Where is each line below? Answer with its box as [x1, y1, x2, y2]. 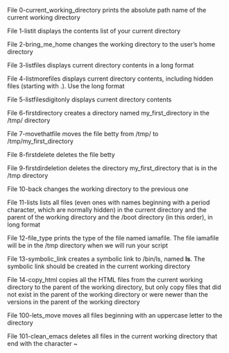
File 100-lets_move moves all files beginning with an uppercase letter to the [7, 311, 223, 319]
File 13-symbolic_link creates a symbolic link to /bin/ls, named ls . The [7, 255, 205, 263]
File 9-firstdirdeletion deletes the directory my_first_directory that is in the [7, 164, 217, 172]
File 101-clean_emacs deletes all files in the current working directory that [7, 332, 217, 340]
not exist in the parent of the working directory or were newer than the [7, 290, 208, 298]
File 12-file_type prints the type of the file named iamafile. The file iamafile [7, 234, 219, 242]
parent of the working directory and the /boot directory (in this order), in [7, 213, 213, 221]
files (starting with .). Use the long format [7, 82, 125, 90]
